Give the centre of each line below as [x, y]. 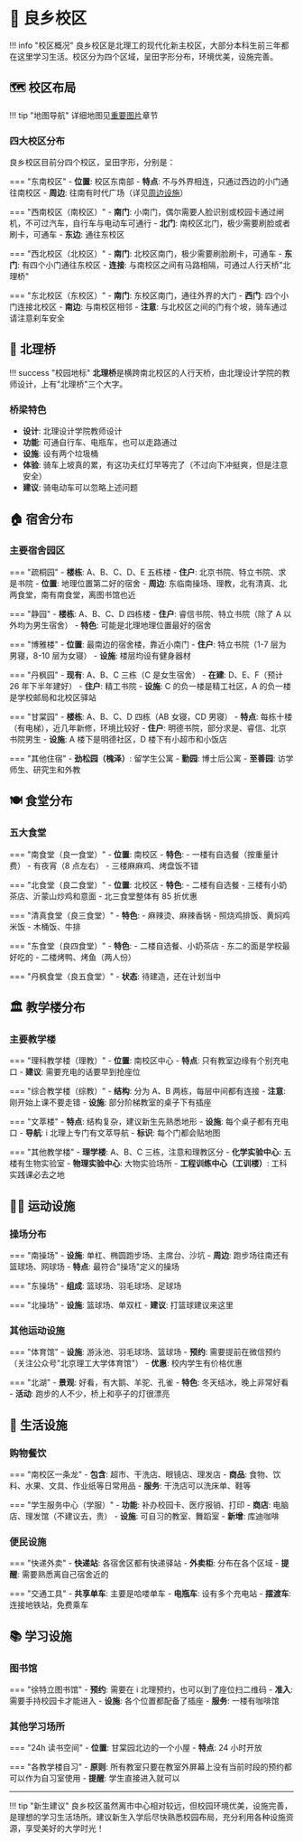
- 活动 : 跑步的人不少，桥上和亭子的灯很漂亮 [90, 1394]
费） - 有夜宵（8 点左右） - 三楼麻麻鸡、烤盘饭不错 [104, 865]
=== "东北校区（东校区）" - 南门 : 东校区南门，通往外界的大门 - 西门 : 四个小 [149, 295]
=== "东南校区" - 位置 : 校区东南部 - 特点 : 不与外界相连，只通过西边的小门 [145, 182]
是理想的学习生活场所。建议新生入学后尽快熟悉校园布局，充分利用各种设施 [147, 1818]
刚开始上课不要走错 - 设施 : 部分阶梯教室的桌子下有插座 [110, 1102]
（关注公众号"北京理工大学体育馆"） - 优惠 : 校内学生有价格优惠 [126, 1363]
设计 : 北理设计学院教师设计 [72, 431]
